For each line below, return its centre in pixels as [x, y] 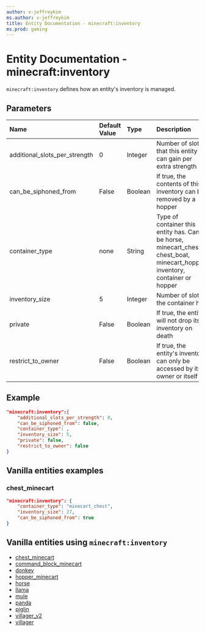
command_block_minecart [49, 564]
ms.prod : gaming [27, 29]
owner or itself [177, 376]
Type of [167, 216]
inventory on [174, 328]
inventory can [176, 191]
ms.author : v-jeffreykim [38, 18]
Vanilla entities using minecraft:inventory [87, 543]
